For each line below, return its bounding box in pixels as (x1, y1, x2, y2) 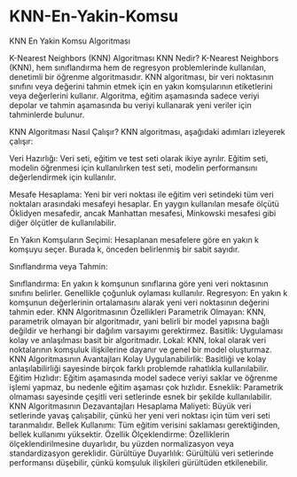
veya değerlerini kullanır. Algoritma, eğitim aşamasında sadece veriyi (9, 90, 260, 101)
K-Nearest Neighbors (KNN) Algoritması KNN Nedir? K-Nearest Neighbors (9, 52, 279, 63)
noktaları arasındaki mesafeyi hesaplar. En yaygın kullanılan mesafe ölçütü (9, 198, 279, 209)
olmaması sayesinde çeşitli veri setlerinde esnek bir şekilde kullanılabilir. (9, 391, 272, 402)
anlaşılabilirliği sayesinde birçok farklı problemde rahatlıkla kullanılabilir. (9, 363, 269, 373)
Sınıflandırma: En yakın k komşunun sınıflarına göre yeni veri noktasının (9, 278, 269, 289)
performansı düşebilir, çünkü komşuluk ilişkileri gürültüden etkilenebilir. (9, 457, 269, 467)
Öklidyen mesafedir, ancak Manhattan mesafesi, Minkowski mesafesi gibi (9, 207, 277, 218)
